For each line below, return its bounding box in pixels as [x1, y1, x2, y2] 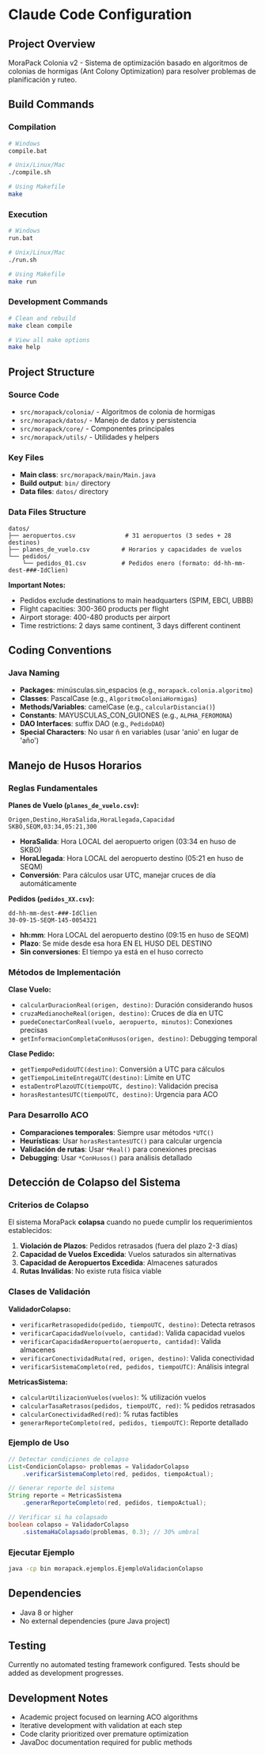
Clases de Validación [8, 1286, 91, 1297]
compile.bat [8, 147, 47, 155]
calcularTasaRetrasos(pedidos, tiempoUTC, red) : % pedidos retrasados [19, 1400, 256, 1410]
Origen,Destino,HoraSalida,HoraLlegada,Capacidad [8, 816, 176, 824]
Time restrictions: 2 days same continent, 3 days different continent [19, 620, 241, 630]
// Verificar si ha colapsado [8, 1513, 108, 1521]
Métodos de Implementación [8, 966, 121, 977]
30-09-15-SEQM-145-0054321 [8, 916, 97, 924]
